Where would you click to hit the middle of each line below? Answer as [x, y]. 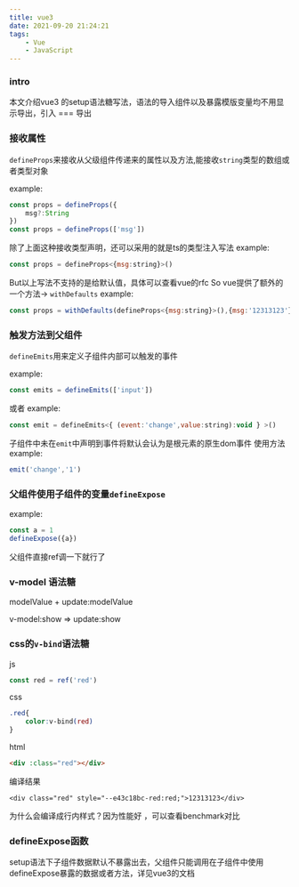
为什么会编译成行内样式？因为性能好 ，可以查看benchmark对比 [125, 816]
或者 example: [35, 408]
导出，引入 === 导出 [54, 113]
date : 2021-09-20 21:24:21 [59, 26]
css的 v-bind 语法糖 [49, 644]
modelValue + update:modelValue [71, 602]
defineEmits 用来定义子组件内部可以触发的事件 [93, 356]
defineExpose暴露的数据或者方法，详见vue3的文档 [102, 874]
